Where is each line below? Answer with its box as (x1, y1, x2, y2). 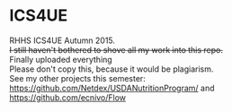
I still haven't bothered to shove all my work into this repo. (9, 44, 223, 55)
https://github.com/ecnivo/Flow (9, 91, 127, 103)
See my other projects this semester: (9, 73, 146, 83)
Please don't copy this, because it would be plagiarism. (9, 64, 214, 74)
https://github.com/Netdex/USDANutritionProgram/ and (9, 82, 215, 93)
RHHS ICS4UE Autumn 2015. (9, 35, 115, 46)
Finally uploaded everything (9, 54, 112, 65)
